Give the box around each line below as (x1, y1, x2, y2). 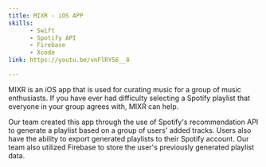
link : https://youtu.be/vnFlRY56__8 (8, 56, 130, 64)
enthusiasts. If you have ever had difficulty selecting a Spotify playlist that (8, 93, 251, 103)
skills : (8, 19, 34, 27)
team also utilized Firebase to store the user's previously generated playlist (8, 142, 255, 152)
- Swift (29, 26, 56, 34)
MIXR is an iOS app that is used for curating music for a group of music (8, 84, 241, 94)
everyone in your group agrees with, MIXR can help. (8, 101, 179, 111)
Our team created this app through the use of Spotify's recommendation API (8, 117, 259, 126)
